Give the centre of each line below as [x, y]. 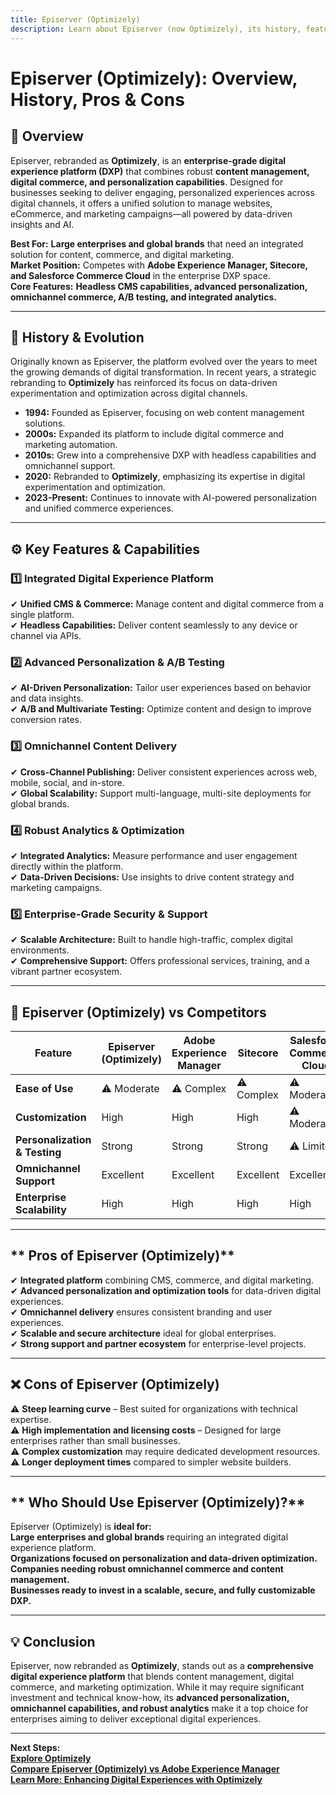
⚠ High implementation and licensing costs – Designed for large [146, 1430]
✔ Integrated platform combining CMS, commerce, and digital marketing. [162, 1280]
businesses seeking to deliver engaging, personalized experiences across [162, 192]
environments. [40, 950]
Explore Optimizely [51, 1758]
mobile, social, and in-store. [67, 782]
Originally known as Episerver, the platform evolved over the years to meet [164, 362]
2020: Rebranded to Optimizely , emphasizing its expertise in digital [165, 477]
